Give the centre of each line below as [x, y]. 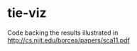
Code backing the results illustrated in [63, 33]
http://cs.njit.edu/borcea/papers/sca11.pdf [68, 40]
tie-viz [27, 13]
